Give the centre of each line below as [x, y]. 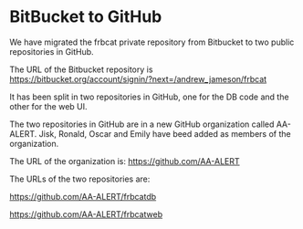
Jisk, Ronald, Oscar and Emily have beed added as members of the [165, 133]
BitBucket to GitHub [86, 17]
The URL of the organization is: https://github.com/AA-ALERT [125, 161]
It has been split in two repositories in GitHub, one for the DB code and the [149, 97]
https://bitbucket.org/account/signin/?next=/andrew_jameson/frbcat [138, 78]
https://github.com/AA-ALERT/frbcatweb [86, 214]
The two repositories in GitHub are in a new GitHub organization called [142, 124]
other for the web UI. [49, 106]
